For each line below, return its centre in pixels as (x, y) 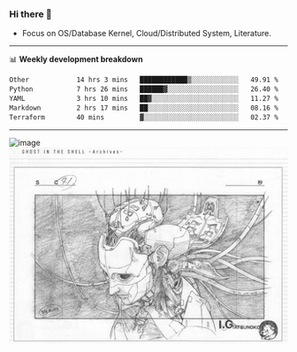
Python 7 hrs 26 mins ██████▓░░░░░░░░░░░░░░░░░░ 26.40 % (144, 89)
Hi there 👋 (31, 14)
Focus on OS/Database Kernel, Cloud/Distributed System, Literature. (147, 34)
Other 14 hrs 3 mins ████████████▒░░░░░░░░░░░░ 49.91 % (144, 80)
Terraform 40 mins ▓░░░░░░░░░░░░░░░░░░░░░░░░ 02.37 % (144, 117)
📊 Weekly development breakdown (76, 59)
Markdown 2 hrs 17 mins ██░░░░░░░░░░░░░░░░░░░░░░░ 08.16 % (144, 108)
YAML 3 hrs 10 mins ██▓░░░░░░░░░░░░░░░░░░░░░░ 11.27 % (144, 99)
